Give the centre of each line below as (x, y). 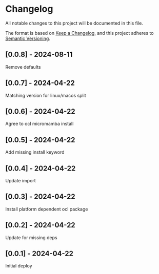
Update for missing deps (31, 237)
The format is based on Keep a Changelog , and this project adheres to (79, 33)
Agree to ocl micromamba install (39, 124)
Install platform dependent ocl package (47, 209)
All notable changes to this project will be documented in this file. (74, 23)
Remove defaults (23, 67)
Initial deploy (19, 266)
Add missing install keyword (35, 152)
